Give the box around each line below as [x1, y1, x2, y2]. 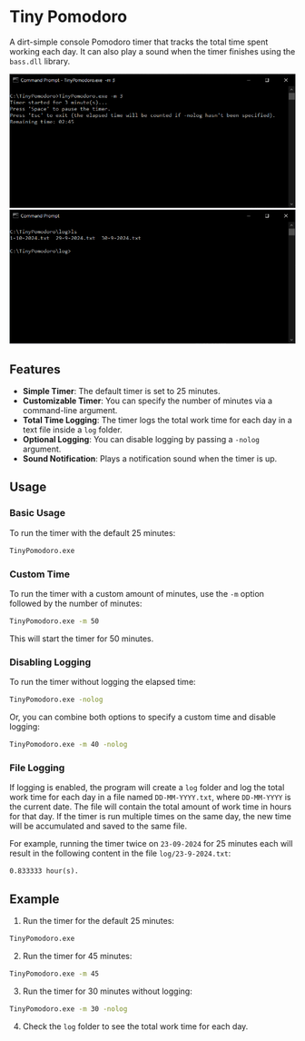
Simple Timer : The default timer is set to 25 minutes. [22, 386, 221, 397]
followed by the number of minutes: [9, 598, 143, 609]
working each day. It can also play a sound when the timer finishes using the [9, 45, 296, 56]
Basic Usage [9, 507, 66, 520]
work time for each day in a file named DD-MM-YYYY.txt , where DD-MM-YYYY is [9, 792, 291, 803]
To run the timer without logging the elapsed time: [9, 677, 197, 688]
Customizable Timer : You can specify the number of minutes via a [22, 395, 273, 406]
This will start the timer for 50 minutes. [9, 633, 154, 644]
